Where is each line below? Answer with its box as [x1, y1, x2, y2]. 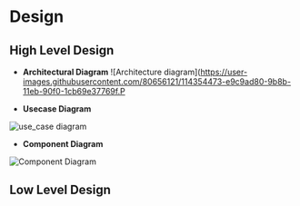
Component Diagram [22, 139, 104, 149]
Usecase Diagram [22, 103, 92, 114]
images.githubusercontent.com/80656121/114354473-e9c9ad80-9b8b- [22, 76, 292, 87]
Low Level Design [9, 182, 112, 198]
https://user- [199, 66, 248, 77]
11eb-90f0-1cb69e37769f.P [22, 86, 125, 96]
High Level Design [9, 43, 115, 58]
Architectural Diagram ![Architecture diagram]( [22, 66, 201, 77]
